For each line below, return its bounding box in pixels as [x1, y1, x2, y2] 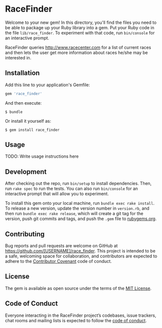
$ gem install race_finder [5, 128, 60, 132]
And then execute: [5, 100, 42, 106]
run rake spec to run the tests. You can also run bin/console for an [5, 186, 138, 192]
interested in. [5, 55, 32, 60]
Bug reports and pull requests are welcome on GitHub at [5, 243, 118, 249]
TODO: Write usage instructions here [5, 153, 79, 159]
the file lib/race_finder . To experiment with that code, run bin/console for [5, 30, 155, 36]
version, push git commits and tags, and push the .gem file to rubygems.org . [5, 216, 157, 222]
